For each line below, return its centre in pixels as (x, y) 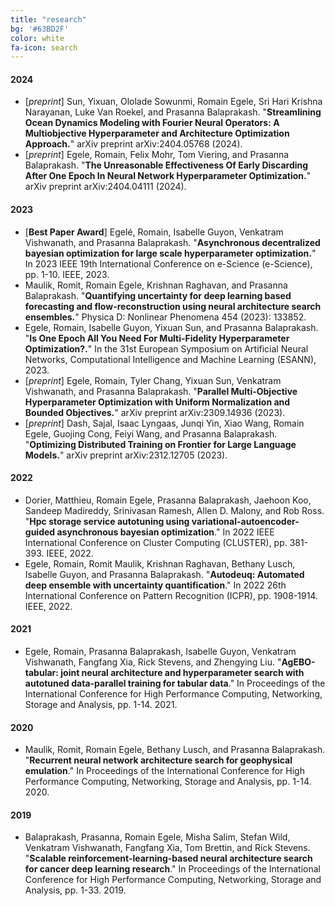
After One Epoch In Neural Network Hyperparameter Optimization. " (168, 176)
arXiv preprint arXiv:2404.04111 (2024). (105, 187)
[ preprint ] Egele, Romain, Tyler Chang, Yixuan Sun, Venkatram (153, 380)
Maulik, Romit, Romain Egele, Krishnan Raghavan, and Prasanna (156, 285)
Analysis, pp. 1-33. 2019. (75, 890)
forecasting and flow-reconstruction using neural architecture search (173, 306)
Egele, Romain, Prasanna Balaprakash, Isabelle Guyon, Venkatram (160, 652)
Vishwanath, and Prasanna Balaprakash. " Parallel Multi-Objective (161, 391)
